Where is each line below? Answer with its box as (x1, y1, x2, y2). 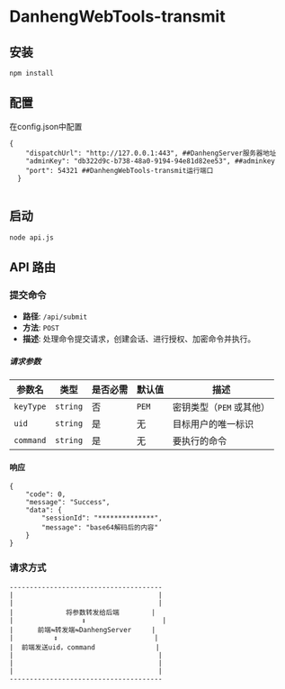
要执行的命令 (172, 435, 227, 448)
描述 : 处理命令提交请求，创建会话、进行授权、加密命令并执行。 (22, 333, 256, 344)
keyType (13, 402, 47, 412)
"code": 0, (25, 490, 67, 499)
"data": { (25, 506, 63, 515)
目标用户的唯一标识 (172, 418, 254, 431)
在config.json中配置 (9, 121, 83, 131)
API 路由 (9, 259, 57, 276)
